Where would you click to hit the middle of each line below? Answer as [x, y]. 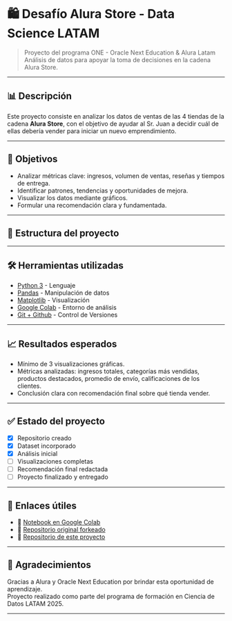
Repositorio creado [44, 438]
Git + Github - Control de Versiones [67, 315]
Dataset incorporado [46, 446]
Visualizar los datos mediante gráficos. [72, 197]
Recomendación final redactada [62, 469]
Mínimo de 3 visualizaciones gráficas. [71, 364]
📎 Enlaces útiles [42, 505]
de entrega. [33, 183]
